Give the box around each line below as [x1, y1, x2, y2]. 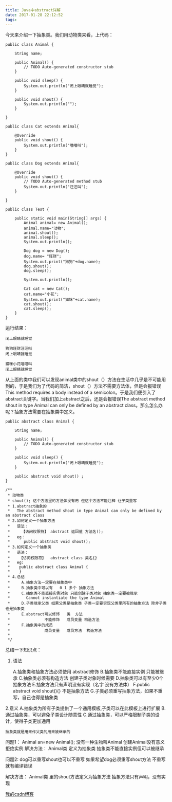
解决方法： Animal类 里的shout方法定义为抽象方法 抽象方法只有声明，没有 [5, 774, 162, 780]
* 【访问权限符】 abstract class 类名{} [7, 556, 98, 561]
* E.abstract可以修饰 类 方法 [7, 612, 83, 617]
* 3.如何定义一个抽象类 [7, 544, 51, 550]
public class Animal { [5, 42, 54, 47]
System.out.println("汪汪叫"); [24, 185, 88, 190]
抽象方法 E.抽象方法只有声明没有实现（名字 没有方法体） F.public [12, 682, 150, 688]
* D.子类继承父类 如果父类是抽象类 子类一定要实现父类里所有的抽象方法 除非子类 [7, 601, 167, 606]
